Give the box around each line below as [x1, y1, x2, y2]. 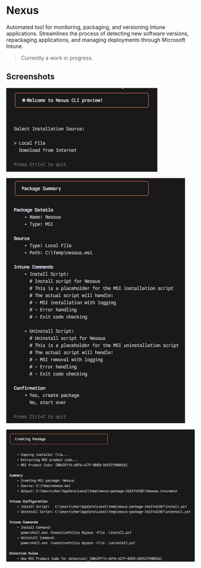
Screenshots [6, 71, 55, 82]
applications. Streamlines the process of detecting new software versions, [6, 29, 190, 37]
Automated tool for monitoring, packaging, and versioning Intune [6, 23, 166, 31]
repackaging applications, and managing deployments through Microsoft [6, 36, 185, 43]
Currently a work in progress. [20, 54, 93, 61]
